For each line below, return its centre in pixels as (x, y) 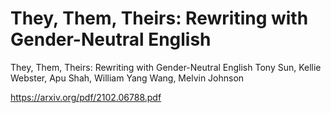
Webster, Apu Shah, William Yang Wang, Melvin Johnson (127, 78)
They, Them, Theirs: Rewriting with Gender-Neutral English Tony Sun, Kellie (166, 67)
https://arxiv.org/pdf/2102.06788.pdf (86, 97)
